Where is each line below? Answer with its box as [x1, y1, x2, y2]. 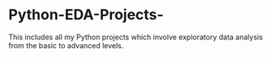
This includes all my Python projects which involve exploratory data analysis [8, 32, 264, 42]
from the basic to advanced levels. [8, 40, 124, 50]
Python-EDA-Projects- [8, 6, 164, 24]
